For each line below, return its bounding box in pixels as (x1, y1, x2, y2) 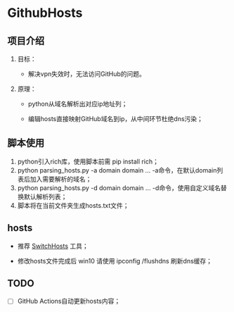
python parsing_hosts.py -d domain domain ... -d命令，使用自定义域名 (17, 183, 221, 192)
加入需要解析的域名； (30, 175, 92, 183)
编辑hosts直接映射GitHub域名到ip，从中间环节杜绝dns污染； (27, 115, 204, 123)
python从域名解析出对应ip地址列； (27, 100, 128, 108)
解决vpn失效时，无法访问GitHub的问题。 (27, 70, 145, 78)
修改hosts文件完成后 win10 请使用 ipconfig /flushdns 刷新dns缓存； (17, 256, 213, 265)
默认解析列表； (23, 192, 67, 201)
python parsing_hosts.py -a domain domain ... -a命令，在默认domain (17, 166, 217, 174)
